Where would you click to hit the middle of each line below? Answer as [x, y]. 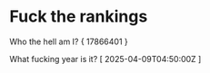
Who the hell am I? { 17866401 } [69, 41]
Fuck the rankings [79, 17]
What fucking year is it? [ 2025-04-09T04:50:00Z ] [105, 59]
